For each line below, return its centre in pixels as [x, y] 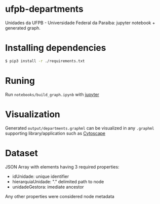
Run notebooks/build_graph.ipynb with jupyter [52, 94]
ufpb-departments [44, 9]
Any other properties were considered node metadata [60, 196]
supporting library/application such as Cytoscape [55, 133]
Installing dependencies [56, 48]
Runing [20, 81]
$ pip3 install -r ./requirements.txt [45, 61]
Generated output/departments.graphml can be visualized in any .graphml [80, 128]
